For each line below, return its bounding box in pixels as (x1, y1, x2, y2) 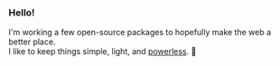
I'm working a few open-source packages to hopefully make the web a (8, 27, 272, 38)
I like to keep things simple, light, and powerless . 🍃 (8, 46, 197, 57)
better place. (8, 36, 56, 47)
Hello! (8, 6, 35, 19)
